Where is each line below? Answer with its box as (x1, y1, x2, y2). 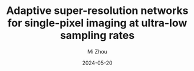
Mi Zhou (87, 48, 107, 55)
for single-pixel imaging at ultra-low (7, 16, 188, 30)
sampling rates (60, 29, 135, 42)
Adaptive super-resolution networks (6, 4, 189, 17)
